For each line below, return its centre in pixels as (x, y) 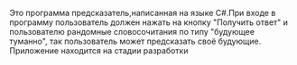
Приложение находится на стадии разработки (99, 51)
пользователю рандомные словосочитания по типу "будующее (132, 32)
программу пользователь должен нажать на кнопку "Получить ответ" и (149, 22)
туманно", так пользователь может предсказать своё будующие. (135, 41)
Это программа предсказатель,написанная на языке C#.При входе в (143, 13)
